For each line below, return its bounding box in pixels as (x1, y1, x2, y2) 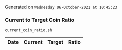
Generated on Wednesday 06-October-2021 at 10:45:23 (5, 4, 117, 10)
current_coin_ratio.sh (5, 28, 52, 33)
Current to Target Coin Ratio (5, 16, 75, 23)
